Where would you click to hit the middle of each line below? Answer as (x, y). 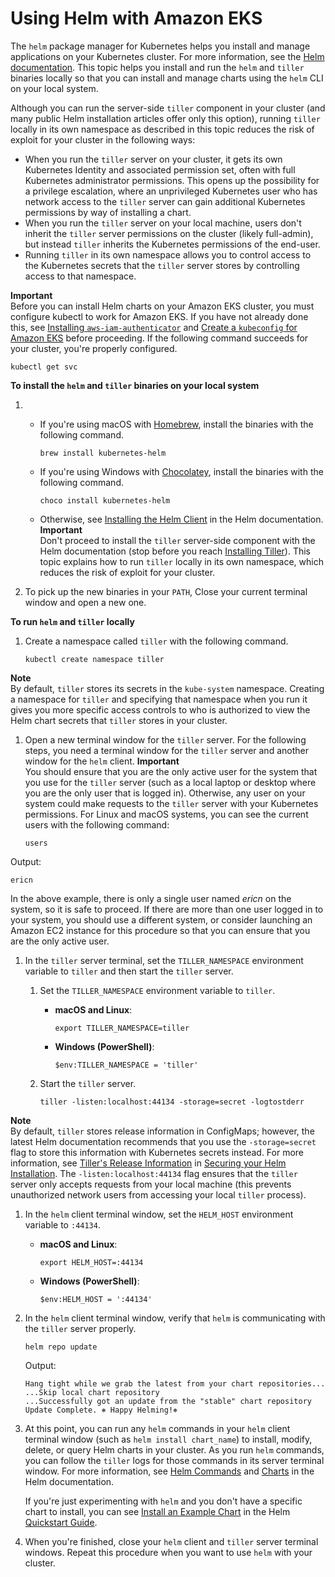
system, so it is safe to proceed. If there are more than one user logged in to (167, 909)
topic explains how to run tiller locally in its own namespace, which (181, 561)
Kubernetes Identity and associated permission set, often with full (160, 169)
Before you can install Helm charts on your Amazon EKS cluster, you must (162, 306)
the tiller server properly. (80, 1328)
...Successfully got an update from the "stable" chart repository (168, 1401)
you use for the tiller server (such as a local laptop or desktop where (170, 782)
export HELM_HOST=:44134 (91, 1262)
